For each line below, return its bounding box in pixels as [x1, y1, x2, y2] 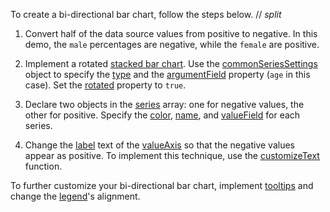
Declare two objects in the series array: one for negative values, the [24, 99, 305, 110]
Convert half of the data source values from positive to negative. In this [24, 28, 318, 39]
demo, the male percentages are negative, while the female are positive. [24, 39, 320, 50]
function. [24, 160, 63, 172]
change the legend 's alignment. [10, 190, 141, 202]
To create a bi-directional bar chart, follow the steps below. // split [10, 9, 282, 20]
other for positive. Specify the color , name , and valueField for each [24, 109, 301, 121]
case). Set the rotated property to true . [24, 79, 187, 91]
